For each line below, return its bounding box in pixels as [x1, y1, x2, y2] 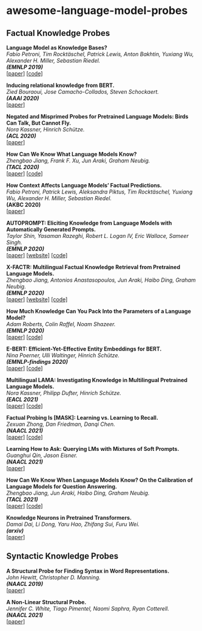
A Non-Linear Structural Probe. [6, 598, 87, 605]
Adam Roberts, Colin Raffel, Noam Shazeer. [6, 321, 116, 327]
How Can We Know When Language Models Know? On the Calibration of [6, 476, 193, 484]
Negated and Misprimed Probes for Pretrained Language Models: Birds [6, 113, 189, 120]
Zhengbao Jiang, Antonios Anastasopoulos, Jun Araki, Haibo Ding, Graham [6, 276, 196, 284]
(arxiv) [6, 527, 24, 534]
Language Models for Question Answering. [6, 483, 117, 490]
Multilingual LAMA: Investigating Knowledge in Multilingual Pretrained [6, 377, 188, 383]
